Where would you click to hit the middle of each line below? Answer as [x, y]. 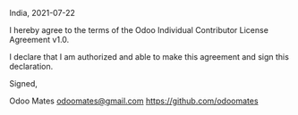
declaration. [31, 66]
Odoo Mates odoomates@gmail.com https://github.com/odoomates [134, 101]
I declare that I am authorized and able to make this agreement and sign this [149, 57]
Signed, [23, 83]
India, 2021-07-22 [43, 13]
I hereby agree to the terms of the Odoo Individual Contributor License [139, 30]
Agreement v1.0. [39, 40]
